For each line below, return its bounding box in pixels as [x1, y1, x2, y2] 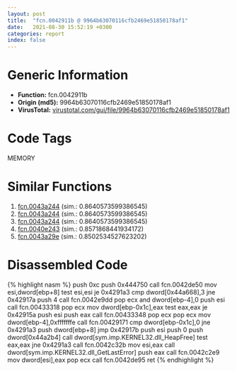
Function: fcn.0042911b [17, 91, 88, 99]
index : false [7, 37, 46, 44]
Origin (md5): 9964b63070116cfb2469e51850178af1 [17, 98, 171, 107]
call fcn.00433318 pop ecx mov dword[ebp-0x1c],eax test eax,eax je [7, 302, 208, 312]
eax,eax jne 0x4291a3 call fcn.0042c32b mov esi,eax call [7, 341, 175, 349]
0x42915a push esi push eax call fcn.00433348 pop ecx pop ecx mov [7, 310, 211, 319]
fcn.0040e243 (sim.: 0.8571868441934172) [17, 224, 144, 233]
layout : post [7, 10, 46, 18]
